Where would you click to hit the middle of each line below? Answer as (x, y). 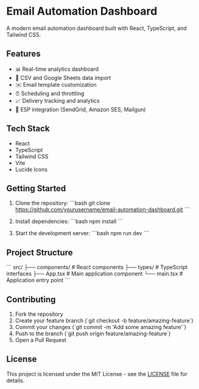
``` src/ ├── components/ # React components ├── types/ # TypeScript (97, 267)
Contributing (31, 300)
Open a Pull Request (41, 340)
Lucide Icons (31, 169)
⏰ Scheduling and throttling (50, 93)
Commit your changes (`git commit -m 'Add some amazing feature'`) (101, 327)
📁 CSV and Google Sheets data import (63, 78)
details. (16, 380)
